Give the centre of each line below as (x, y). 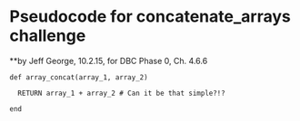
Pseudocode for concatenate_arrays (150, 17)
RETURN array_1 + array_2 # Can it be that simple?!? (121, 93)
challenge (48, 36)
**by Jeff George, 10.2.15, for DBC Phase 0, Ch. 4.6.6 (109, 60)
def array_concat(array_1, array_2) (79, 77)
